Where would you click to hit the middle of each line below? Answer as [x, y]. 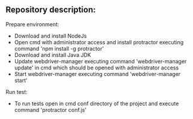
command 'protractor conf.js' [50, 109]
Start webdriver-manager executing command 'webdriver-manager [97, 74]
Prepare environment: [32, 24]
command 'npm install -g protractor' [59, 48]
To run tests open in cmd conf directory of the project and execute [96, 103]
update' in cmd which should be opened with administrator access [96, 68]
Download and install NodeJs [51, 36]
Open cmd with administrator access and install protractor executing [99, 42]
